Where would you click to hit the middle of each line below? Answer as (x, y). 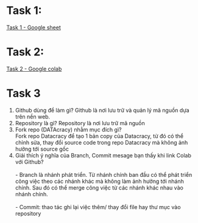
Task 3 (23, 93)
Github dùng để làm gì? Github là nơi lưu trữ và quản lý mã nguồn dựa (102, 110)
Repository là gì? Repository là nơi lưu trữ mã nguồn (80, 123)
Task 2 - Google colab (34, 69)
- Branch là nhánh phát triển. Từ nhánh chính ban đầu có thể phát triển (104, 174)
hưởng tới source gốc (42, 149)
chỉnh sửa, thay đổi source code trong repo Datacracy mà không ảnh (101, 142)
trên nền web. (33, 117)
